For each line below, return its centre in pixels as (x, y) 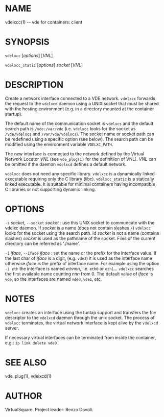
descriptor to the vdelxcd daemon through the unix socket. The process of (80, 318)
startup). (14, 114)
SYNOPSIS (27, 42)
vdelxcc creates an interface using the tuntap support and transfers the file (81, 312)
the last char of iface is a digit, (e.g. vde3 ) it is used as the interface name (79, 258)
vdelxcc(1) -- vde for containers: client (44, 22)
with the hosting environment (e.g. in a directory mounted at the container (80, 109)
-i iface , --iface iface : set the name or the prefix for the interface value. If (81, 253)
